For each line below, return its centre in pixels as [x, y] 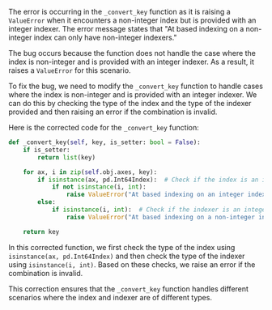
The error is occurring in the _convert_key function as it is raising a [119, 12]
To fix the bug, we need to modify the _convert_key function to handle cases [136, 86]
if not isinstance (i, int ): [99, 187]
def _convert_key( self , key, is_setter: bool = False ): [104, 142]
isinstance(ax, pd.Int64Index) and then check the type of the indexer [127, 256]
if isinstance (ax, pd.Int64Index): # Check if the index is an [148, 180]
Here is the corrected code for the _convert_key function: [104, 127]
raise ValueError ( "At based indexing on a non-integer [160, 217]
